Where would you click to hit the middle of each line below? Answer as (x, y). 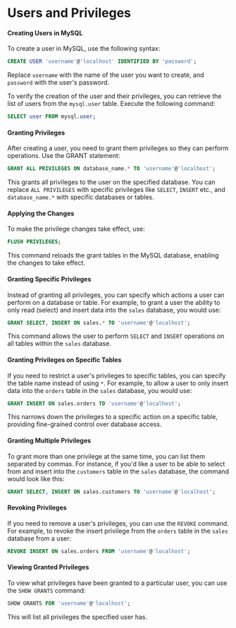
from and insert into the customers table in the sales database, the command (118, 471)
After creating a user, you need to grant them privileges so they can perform (118, 148)
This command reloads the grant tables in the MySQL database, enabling (113, 255)
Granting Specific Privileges (49, 279)
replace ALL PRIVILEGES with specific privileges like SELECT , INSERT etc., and (116, 190)
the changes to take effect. (46, 263)
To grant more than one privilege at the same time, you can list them (106, 456)
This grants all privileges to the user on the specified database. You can (112, 182)
